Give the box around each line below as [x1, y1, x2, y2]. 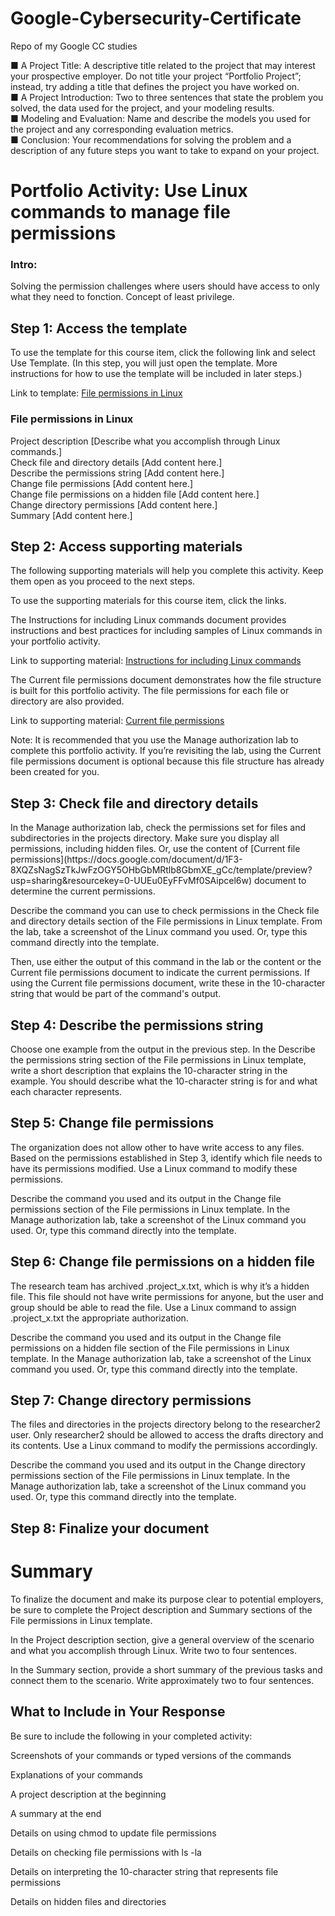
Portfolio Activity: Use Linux [10, 180, 248, 202]
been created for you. [10, 766, 100, 778]
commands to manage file [10, 201, 231, 224]
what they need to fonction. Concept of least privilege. [10, 291, 235, 303]
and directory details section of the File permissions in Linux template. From [10, 915, 323, 927]
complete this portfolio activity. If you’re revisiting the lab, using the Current [10, 745, 322, 757]
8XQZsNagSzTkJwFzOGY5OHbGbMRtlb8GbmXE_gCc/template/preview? [10, 864, 313, 876]
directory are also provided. [10, 695, 125, 707]
